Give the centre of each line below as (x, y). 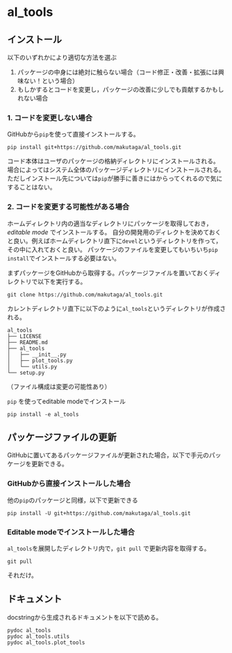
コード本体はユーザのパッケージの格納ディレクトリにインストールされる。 (114, 161)
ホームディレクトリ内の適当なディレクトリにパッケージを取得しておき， (110, 223)
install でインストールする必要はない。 (64, 258)
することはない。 (32, 187)
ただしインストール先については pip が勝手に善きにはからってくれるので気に (115, 178)
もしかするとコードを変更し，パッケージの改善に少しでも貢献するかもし (121, 90)
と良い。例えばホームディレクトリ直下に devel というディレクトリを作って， (115, 241)
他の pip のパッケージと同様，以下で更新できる (73, 500)
